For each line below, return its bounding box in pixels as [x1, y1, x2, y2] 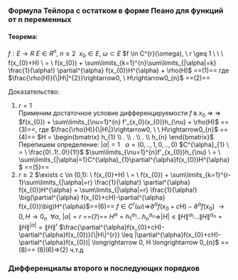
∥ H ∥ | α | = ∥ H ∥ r [18, 222, 58, 231]
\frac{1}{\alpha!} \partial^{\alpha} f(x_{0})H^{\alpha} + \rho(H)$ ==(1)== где [8, 66, 229, 75]
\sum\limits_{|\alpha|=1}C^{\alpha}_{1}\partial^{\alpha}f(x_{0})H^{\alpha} [18, 156, 230, 164]
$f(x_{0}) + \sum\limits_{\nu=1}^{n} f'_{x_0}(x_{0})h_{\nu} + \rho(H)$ [18, 118, 220, 126]
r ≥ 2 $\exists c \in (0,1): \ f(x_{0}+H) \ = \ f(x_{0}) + [18, 171, 169, 179]
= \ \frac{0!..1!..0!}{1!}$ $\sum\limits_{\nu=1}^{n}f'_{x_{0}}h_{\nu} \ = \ [18, 148, 221, 156]
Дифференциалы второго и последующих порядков [8, 263, 200, 273]
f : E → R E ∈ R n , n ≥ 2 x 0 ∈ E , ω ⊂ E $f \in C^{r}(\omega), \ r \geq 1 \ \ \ [8, 48, 224, 59]
